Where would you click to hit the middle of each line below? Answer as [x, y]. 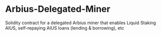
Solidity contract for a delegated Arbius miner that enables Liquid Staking [81, 23]
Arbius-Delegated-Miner [58, 9]
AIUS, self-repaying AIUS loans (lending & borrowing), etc [65, 28]
